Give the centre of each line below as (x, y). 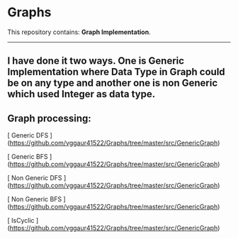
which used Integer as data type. (81, 94)
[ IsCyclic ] (23, 221)
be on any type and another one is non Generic (113, 83)
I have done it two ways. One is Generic (96, 61)
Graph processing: (50, 118)
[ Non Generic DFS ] (37, 178)
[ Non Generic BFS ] (36, 199)
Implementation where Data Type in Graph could (116, 72)
